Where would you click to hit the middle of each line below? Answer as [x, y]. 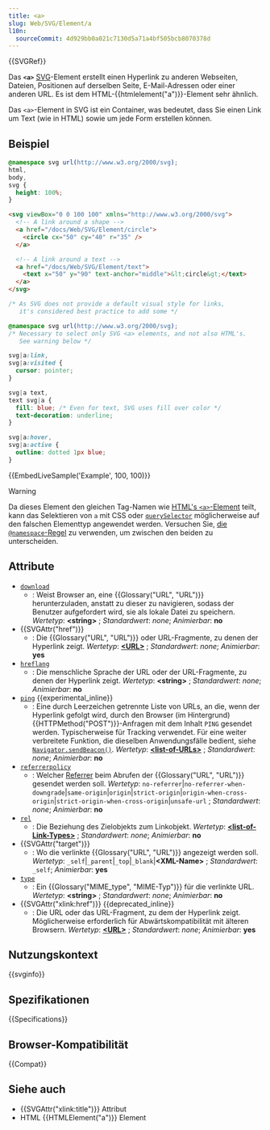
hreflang [35, 664]
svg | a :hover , [30, 437]
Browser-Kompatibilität [69, 1045]
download [35, 587]
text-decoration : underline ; [64, 415]
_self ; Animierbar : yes [70, 869]
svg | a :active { [34, 445]
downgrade [49, 793]
